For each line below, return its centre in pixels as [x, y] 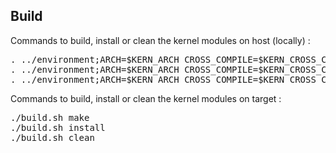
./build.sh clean [52, 137]
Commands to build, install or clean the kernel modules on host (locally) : [160, 40]
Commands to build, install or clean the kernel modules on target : [146, 98]
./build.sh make [50, 117]
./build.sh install [58, 127]
